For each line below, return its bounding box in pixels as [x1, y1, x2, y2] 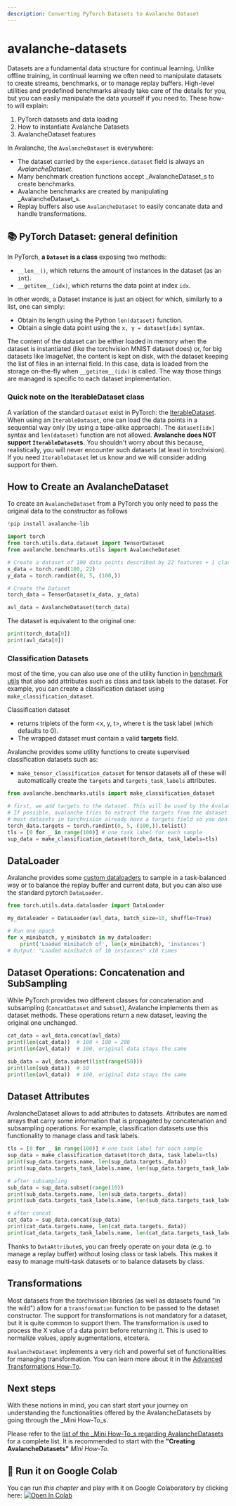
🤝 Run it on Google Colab [7, 1464, 118, 1477]
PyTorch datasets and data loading [17, 115, 119, 123]
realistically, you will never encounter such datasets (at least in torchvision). [7, 445, 226, 454]
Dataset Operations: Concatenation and [7, 966, 185, 978]
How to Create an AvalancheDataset [7, 481, 169, 493]
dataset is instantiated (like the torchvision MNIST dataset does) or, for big [7, 345, 223, 353]
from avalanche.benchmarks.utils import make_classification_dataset [7, 790, 216, 797]
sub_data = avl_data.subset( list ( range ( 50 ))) [7, 1058, 143, 1065]
